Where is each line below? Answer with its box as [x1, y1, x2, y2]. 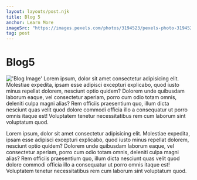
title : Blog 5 [6, 14, 41, 20]
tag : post [6, 30, 30, 36]
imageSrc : [6, 25, 30, 31]
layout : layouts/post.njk [6, 8, 69, 15]
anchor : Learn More [6, 19, 54, 25]
